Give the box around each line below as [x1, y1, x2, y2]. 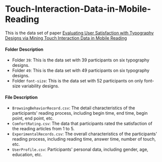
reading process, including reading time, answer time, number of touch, [12, 136, 156, 142]
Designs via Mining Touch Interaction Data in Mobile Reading [5, 35, 127, 41]
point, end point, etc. [12, 116, 54, 121]
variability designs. [21, 83, 59, 89]
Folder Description [5, 46, 44, 52]
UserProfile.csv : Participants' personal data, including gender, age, [12, 146, 148, 152]
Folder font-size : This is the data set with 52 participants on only [12, 78, 144, 84]
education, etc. [12, 152, 43, 158]
